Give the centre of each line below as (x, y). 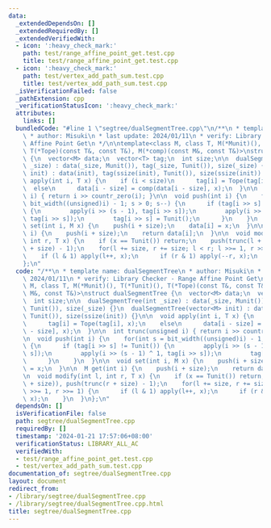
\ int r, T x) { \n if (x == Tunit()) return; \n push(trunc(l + (142, 241)
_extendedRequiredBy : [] (57, 31)
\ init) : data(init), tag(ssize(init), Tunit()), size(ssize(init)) (142, 174)
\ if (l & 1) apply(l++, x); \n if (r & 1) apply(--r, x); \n (140, 256)
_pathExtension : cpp (50, 98)
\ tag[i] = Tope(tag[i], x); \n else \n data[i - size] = (142, 324)
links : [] (40, 121)
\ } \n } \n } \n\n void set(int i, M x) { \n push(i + (135, 361)
